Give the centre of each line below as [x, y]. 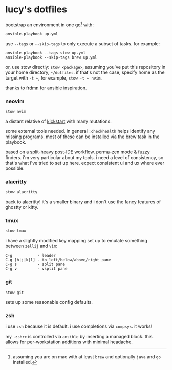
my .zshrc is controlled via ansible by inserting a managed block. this [79, 337]
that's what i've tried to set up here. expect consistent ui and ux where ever [85, 163]
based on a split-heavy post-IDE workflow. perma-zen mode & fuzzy [78, 152]
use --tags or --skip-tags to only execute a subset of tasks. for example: [83, 43]
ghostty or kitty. [22, 207]
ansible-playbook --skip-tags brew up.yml [51, 57]
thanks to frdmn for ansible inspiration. [46, 88]
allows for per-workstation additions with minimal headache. [69, 342]
